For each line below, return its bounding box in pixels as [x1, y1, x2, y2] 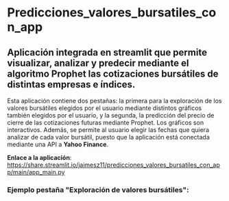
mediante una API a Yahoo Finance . [7, 140, 108, 148]
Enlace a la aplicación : [7, 154, 72, 161]
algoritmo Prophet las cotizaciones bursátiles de [7, 68, 219, 79]
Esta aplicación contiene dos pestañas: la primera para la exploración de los [7, 97, 222, 105]
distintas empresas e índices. [7, 79, 136, 90]
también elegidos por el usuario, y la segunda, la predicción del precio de [7, 111, 215, 119]
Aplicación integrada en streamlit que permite [7, 46, 208, 58]
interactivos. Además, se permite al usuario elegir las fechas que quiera [7, 126, 209, 134]
